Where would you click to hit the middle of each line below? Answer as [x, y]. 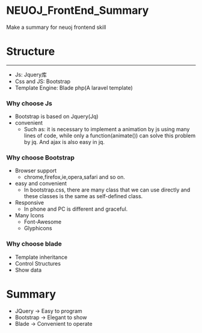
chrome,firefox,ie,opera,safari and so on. [74, 177]
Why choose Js [29, 103]
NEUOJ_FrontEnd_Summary [78, 11]
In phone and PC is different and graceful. [76, 209]
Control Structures [38, 263]
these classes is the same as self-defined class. [83, 196]
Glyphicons [38, 228]
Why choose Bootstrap [41, 158]
